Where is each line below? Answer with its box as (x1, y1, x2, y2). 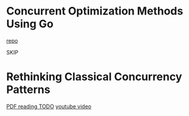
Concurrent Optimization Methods (6, 4, 184, 18)
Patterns (6, 83, 50, 97)
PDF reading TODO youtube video (6, 103, 92, 110)
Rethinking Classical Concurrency (6, 70, 182, 84)
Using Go (6, 17, 53, 31)
